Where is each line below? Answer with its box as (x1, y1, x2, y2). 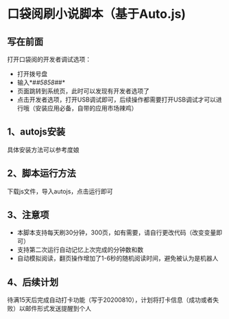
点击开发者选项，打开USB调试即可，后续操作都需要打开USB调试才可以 (16, 95, 216, 104)
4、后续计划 (7, 276, 59, 288)
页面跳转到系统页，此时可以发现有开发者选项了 (16, 87, 149, 95)
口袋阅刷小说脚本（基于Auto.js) (7, 6, 186, 22)
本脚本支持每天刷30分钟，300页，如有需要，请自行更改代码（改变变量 (16, 228, 217, 237)
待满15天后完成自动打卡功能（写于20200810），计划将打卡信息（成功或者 (7, 296, 213, 304)
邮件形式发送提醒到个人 (25, 305, 91, 313)
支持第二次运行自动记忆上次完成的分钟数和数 (16, 246, 144, 254)
